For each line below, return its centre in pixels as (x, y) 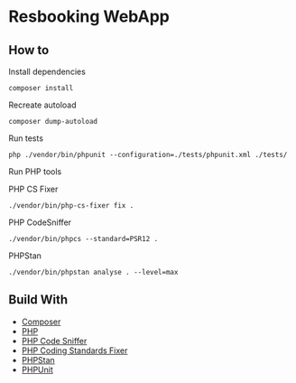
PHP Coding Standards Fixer (74, 350)
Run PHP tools (35, 172)
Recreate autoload (43, 105)
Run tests (26, 138)
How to (29, 50)
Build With (38, 300)
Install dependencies (47, 71)
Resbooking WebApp (89, 17)
